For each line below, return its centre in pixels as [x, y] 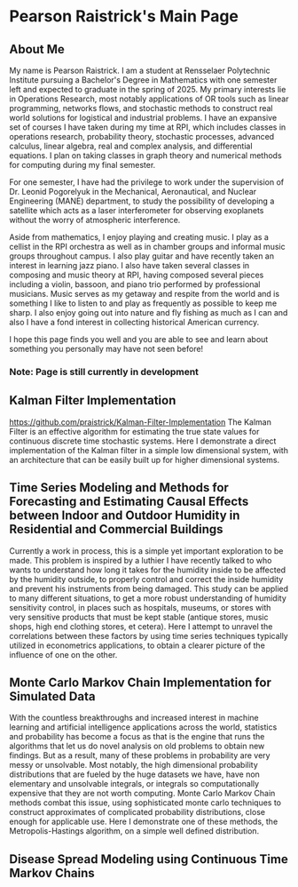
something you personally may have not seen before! [106, 349]
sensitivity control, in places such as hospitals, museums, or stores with [140, 607]
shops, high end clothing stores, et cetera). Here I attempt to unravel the [141, 626]
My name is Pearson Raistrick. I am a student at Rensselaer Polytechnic [140, 70]
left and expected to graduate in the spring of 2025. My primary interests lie [148, 89]
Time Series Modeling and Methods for [119, 487]
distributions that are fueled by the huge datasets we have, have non [134, 774]
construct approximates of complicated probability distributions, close [137, 812]
